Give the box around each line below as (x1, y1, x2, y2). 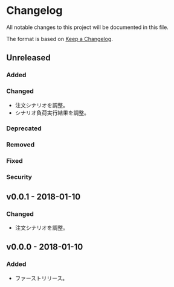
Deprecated (6, 124, 42, 133)
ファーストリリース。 (14, 274, 68, 282)
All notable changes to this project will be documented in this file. (6, 24, 169, 31)
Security (6, 173, 32, 181)
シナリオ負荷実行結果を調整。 (14, 109, 89, 116)
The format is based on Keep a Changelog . (6, 35, 113, 42)
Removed (6, 140, 35, 149)
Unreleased (6, 52, 51, 63)
